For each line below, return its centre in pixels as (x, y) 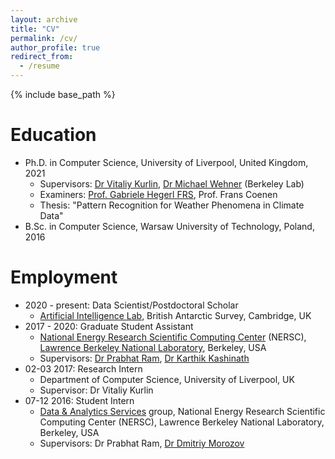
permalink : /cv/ (44, 38)
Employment (64, 277)
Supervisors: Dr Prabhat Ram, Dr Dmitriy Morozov (142, 443)
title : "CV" (35, 29)
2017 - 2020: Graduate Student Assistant (109, 326)
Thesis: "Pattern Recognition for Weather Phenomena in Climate (172, 205)
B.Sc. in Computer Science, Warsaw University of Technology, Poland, (169, 226)
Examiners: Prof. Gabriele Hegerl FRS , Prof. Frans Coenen (158, 194)
